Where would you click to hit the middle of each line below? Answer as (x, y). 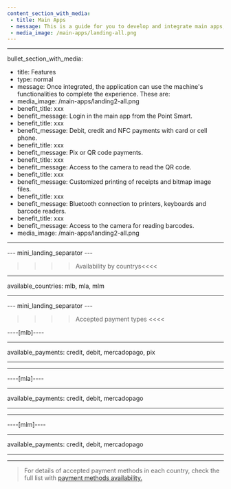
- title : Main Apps (38, 20)
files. (24, 189)
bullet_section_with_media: (45, 59)
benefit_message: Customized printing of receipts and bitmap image (114, 182)
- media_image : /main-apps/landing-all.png (73, 33)
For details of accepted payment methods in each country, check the (122, 471)
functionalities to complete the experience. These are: (93, 94)
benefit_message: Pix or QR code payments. (80, 153)
